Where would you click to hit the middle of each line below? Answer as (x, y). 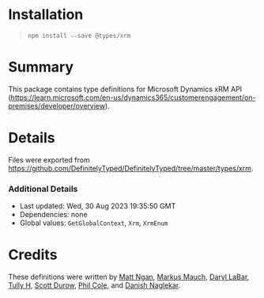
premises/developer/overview (57, 105)
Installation (46, 15)
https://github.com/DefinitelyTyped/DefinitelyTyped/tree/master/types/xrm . (131, 168)
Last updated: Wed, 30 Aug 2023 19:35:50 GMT (98, 206)
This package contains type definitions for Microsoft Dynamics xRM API (125, 89)
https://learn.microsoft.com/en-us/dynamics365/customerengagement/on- (133, 97)
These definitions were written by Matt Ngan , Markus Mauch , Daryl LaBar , (129, 277)
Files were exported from (49, 159)
